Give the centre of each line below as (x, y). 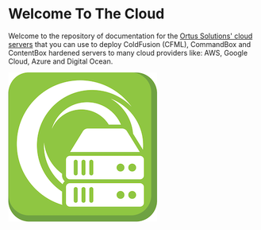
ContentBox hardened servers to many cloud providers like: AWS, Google (128, 53)
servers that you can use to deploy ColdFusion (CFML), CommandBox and (130, 44)
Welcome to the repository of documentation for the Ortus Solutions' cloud (130, 36)
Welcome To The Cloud (86, 14)
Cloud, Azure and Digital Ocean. (61, 61)
